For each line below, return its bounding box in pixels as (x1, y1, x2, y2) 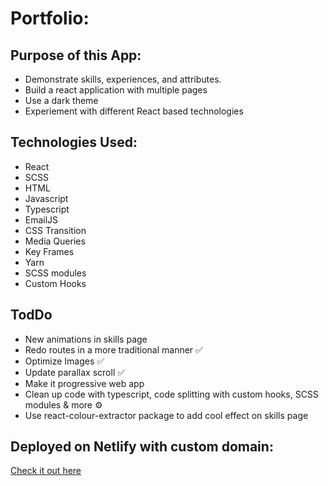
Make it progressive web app (24, 377, 145, 389)
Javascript (24, 192, 69, 204)
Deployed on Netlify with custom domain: (10, 438, 274, 456)
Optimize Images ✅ (24, 355, 105, 367)
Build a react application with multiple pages (24, 84, 208, 96)
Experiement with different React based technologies (24, 105, 244, 117)
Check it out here (10, 465, 82, 477)
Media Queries (24, 235, 86, 247)
